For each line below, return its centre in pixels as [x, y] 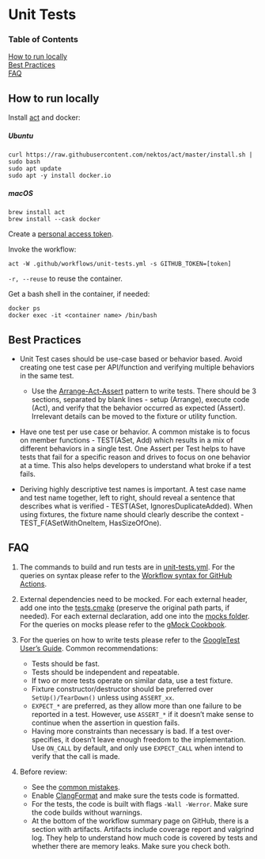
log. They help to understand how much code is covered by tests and [144, 838]
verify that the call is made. [76, 756]
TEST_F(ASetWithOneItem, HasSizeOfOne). [91, 523]
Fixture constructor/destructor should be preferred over [122, 688]
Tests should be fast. [66, 663]
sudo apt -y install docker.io [60, 176]
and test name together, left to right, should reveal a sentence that [127, 498]
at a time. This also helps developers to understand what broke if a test [135, 466]
